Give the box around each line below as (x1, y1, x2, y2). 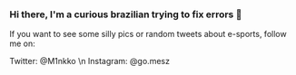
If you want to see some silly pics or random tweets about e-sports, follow (9, 29, 288, 40)
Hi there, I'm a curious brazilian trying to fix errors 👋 (9, 8, 242, 21)
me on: (9, 38, 36, 49)
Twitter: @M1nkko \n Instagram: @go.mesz (9, 56, 171, 67)
